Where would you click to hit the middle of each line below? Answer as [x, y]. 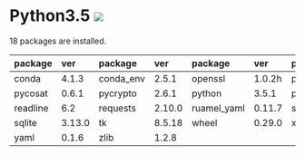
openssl [209, 78]
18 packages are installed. [58, 41]
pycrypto [118, 93]
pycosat [31, 93]
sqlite [26, 122]
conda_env [122, 78]
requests [117, 108]
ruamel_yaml [218, 108]
